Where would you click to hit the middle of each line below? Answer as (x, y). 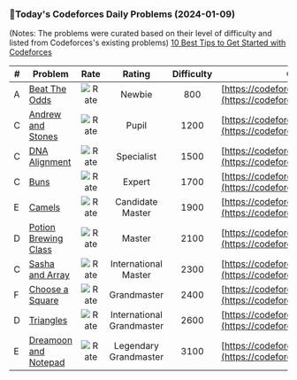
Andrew (45, 114)
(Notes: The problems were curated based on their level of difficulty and (141, 34)
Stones (43, 136)
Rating (137, 74)
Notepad (47, 362)
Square (44, 300)
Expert (136, 182)
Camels (45, 207)
